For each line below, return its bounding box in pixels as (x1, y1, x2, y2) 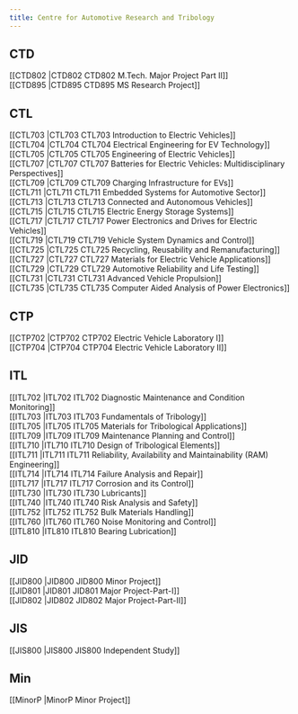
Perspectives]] (9, 168, 64, 179)
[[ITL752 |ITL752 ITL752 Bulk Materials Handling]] (9, 506, 195, 517)
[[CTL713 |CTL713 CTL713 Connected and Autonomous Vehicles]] (9, 197, 253, 208)
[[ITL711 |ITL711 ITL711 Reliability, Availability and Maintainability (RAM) (9, 449, 269, 460)
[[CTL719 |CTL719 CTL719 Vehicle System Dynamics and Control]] (9, 235, 255, 245)
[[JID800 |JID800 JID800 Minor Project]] (9, 576, 162, 586)
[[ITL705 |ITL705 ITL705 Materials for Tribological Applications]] (9, 420, 248, 432)
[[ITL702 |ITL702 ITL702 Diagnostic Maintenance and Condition (9, 392, 245, 403)
